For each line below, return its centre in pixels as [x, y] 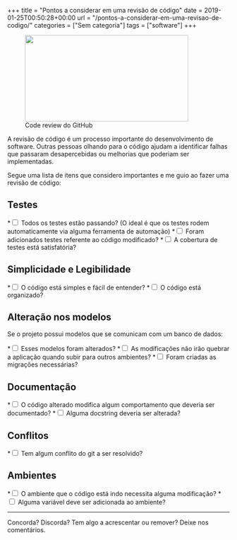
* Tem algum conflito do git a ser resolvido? [75, 454]
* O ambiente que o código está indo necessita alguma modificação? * [114, 493]
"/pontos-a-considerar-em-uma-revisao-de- [157, 18]
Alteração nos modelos [59, 317]
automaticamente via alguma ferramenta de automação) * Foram [106, 231]
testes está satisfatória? [42, 247]
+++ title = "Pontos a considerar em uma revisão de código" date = [105, 10]
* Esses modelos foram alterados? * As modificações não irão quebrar [119, 349]
